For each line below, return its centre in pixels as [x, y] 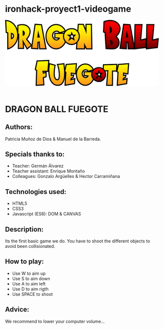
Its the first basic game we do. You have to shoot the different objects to [78, 241]
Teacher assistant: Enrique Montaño [49, 171]
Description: [24, 229]
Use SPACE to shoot [32, 294]
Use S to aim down [31, 278]
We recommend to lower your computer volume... [55, 321]
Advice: [17, 310]
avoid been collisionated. [30, 246]
